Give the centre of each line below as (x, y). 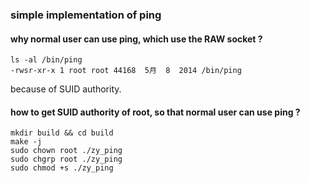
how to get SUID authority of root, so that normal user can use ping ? (155, 112)
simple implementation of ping (86, 15)
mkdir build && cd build (62, 133)
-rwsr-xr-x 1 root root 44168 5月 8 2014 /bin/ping (126, 71)
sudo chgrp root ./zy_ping (66, 159)
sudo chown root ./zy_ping (66, 151)
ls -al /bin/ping (46, 60)
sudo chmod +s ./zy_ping (62, 168)
